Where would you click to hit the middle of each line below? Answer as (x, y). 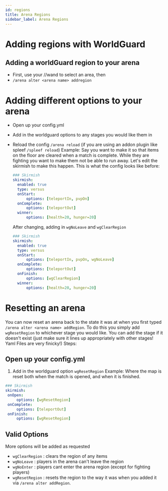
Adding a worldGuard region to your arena (72, 63)
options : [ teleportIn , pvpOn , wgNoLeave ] (70, 260)
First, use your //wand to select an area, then (59, 75)
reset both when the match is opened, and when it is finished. (76, 377)
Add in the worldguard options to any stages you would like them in (82, 135)
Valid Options (27, 434)
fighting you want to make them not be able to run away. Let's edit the (85, 161)
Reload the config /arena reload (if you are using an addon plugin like (85, 145)
